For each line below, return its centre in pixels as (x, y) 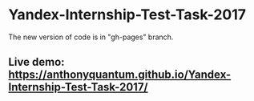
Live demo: (37, 62)
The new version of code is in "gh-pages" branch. (91, 37)
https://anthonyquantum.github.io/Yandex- (120, 75)
